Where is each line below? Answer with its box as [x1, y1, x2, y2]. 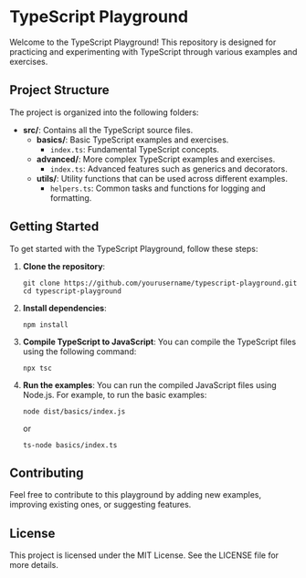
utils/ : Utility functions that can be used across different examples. [36, 173, 288, 184]
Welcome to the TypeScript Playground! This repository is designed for [9, 37, 277, 47]
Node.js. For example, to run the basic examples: [22, 389, 207, 400]
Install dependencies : [22, 302, 107, 313]
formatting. [49, 192, 92, 203]
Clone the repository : [22, 260, 106, 271]
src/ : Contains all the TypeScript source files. [22, 124, 194, 135]
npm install [22, 320, 69, 330]
